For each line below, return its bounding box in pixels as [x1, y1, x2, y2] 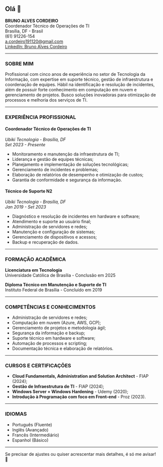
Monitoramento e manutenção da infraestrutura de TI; [12, 151, 120, 157]
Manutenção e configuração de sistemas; [12, 229, 96, 235]
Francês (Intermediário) [12, 432, 60, 438]
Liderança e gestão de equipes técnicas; [12, 156, 94, 162]
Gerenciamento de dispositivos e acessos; [12, 234, 97, 240]
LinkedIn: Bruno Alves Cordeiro [5, 43, 67, 49]
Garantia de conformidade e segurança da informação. [12, 177, 122, 183]
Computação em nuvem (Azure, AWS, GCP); [12, 320, 101, 326]
